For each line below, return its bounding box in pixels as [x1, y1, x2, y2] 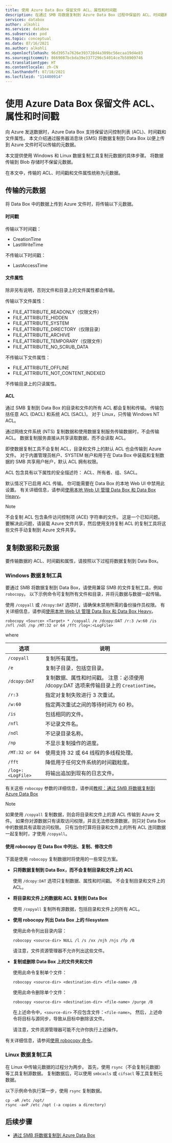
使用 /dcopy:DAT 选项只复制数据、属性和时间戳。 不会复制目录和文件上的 [12, 877, 165, 884]
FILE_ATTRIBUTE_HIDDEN [12, 315, 68, 321]
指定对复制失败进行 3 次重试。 [45, 692, 118, 699]
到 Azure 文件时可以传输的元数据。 [5, 142, 79, 148]
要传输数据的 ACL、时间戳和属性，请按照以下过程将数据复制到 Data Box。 [5, 558, 161, 564]
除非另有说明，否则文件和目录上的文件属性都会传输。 [5, 287, 118, 293]
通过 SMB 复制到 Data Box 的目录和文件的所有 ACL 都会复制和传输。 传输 [5, 405, 160, 411]
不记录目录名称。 [45, 730, 87, 737]
